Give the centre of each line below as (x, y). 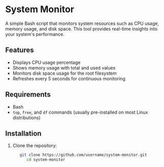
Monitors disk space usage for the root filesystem (64, 73)
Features (20, 50)
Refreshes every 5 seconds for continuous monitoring (69, 78)
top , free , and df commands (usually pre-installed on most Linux (80, 112)
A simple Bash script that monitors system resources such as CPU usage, (82, 23)
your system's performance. (35, 34)
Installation (23, 133)
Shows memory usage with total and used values (64, 68)
